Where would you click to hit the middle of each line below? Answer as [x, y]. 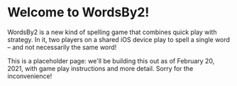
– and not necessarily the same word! [62, 47]
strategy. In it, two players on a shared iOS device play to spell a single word [119, 39]
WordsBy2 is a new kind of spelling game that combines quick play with [112, 32]
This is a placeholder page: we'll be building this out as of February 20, [111, 60]
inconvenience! [30, 76]
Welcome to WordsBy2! [78, 12]
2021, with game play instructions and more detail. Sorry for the [100, 68]
